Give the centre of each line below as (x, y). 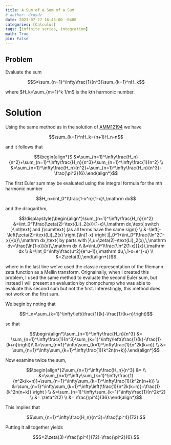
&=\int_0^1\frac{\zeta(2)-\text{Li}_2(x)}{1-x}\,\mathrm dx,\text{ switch (86, 224)
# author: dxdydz (24, 15)
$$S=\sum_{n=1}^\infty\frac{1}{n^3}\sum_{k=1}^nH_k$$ (86, 82)
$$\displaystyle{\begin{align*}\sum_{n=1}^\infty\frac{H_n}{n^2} (86, 218)
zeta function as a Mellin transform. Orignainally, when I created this (77, 272)
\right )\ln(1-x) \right (85, 235)
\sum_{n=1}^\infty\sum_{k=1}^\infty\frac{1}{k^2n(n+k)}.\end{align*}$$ (86, 350)
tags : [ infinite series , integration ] (47, 29)
